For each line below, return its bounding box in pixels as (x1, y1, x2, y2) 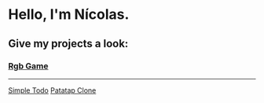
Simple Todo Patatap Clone (8, 85, 97, 95)
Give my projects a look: (8, 37, 129, 50)
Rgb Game (8, 61, 49, 72)
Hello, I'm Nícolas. (8, 6, 130, 24)
